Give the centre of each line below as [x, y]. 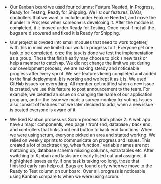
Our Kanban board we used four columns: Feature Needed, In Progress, [82, 7]
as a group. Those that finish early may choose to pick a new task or [79, 58]
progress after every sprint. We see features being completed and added [83, 73]
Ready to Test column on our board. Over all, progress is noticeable [77, 171]
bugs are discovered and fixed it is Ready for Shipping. [65, 33]
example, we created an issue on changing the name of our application [81, 94]
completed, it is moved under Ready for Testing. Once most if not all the [82, 28]
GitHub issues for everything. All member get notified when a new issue [82, 84]
